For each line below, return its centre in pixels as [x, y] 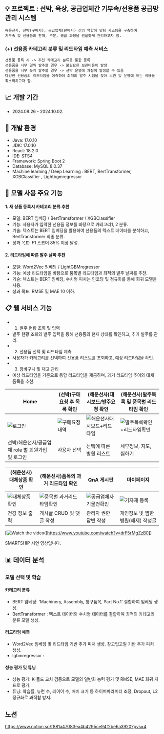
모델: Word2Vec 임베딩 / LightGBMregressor [56, 267]
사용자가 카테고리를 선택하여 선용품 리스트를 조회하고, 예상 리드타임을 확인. [83, 358]
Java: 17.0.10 [25, 140]
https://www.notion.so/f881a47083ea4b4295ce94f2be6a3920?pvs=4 [76, 727]
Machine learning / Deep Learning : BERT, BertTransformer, [72, 171]
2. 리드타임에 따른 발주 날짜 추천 [35, 255]
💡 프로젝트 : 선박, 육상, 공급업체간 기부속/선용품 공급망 [82, 9]
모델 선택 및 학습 [23, 577]
